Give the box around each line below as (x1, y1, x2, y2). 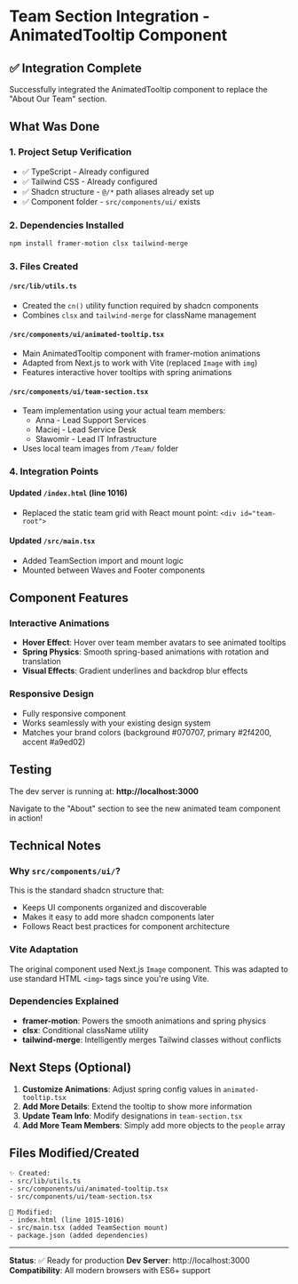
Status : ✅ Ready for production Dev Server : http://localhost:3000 (9, 1256, 250, 1266)
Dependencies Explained (9, 995, 120, 1007)
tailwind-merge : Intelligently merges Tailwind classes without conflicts (21, 1034, 282, 1045)
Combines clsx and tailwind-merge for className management (21, 309, 257, 320)
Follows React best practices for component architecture (21, 921, 231, 932)
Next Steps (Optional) (9, 1060, 131, 1075)
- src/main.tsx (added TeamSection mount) (9, 1224, 169, 1232)
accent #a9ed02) (21, 736, 86, 747)
